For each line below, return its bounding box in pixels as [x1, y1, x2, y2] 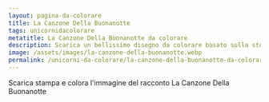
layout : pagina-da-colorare [8, 11, 102, 20]
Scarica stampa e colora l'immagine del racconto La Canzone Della [8, 77, 230, 88]
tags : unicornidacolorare [8, 26, 94, 34]
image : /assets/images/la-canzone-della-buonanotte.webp [8, 49, 203, 57]
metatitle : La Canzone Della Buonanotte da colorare [8, 33, 188, 42]
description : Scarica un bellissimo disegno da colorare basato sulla [8, 41, 249, 49]
